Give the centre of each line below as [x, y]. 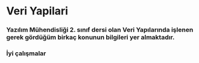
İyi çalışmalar [26, 53]
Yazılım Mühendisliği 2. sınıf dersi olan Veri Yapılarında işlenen [100, 30]
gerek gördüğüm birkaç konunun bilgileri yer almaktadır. [90, 37]
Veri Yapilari [37, 11]
